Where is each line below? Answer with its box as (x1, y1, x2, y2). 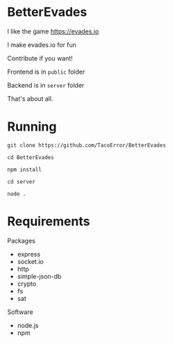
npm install (7, 166, 42, 173)
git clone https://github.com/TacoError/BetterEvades (7, 142, 167, 149)
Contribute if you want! (7, 54, 73, 63)
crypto (17, 279, 37, 288)
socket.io (17, 257, 44, 265)
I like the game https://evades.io (7, 27, 99, 35)
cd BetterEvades (7, 154, 54, 161)
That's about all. (7, 95, 53, 103)
